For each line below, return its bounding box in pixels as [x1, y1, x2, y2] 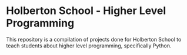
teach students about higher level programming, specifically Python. [6, 42, 172, 49]
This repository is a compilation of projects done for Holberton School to [6, 36, 182, 43]
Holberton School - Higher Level [6, 4, 166, 18]
